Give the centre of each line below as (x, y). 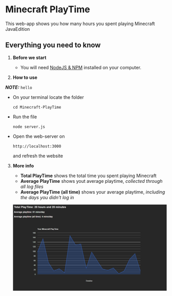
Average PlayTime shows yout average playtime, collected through (91, 181)
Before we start (29, 57)
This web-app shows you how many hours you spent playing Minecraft (80, 24)
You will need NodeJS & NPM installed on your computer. (81, 67)
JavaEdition (18, 29)
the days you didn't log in (47, 197)
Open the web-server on (39, 136)
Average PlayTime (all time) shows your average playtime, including (93, 192)
